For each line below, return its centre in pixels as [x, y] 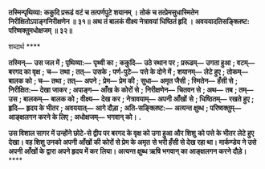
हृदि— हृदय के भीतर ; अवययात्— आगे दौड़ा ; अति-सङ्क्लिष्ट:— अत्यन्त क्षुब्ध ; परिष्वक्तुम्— [125, 108]
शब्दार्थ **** [24, 47]
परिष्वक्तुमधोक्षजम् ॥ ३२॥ [40, 31]
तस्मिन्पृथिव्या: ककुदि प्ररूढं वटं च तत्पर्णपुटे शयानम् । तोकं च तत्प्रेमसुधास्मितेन [104, 12]
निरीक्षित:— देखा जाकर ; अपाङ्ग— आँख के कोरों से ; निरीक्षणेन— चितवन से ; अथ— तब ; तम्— [131, 90]
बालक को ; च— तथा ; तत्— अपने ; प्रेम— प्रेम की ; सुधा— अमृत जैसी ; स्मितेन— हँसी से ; [123, 81]
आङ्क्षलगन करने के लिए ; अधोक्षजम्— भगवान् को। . [75, 117]
